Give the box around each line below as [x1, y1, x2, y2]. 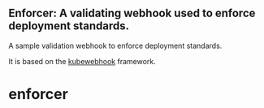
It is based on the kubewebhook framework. [8, 56, 156, 66]
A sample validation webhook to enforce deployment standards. [8, 41, 223, 50]
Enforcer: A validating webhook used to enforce [8, 6, 256, 20]
